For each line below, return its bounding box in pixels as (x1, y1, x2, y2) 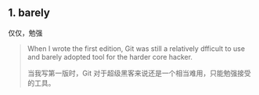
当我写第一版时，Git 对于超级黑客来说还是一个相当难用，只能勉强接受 (27, 68, 252, 78)
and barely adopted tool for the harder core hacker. (27, 52, 193, 61)
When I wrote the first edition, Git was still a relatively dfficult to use (27, 43, 245, 53)
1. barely (8, 6, 51, 20)
